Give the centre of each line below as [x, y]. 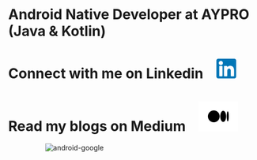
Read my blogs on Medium [97, 126]
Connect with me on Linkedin [106, 74]
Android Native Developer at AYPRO [129, 15]
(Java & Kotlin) [57, 31]
